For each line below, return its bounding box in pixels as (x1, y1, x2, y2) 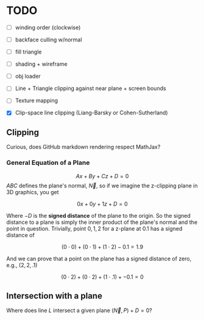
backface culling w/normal (15, 36, 82, 43)
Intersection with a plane (6, 290, 102, 301)
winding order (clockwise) (15, 24, 81, 31)
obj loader (15, 72, 41, 80)
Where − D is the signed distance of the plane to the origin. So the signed (6, 212, 191, 219)
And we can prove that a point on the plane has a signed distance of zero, (6, 255, 192, 262)
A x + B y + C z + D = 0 (76, 172, 129, 179)
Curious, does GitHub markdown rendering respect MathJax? (6, 144, 161, 151)
